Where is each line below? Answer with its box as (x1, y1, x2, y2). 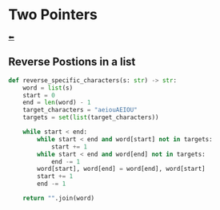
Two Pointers (8, 6, 98, 24)
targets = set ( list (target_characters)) (22, 113, 159, 121)
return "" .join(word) (22, 194, 94, 202)
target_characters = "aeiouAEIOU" (22, 106, 138, 114)
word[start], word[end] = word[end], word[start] (37, 165, 206, 173)
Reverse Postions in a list (8, 55, 136, 69)
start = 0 (22, 91, 56, 99)
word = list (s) (22, 84, 74, 92)
